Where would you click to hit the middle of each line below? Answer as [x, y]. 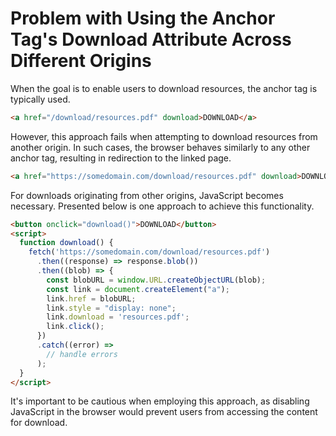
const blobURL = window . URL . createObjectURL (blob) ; [156, 280]
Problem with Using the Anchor [143, 18]
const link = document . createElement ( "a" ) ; [138, 289]
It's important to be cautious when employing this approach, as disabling [160, 401]
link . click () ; [75, 327]
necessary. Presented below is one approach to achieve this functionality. [162, 206]
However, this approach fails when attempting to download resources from [164, 136]
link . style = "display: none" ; [111, 308]
